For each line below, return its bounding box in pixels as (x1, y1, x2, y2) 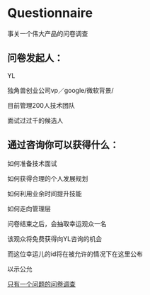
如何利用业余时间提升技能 (7, 189, 82, 198)
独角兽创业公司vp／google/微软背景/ (7, 86, 115, 94)
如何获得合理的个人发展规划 (7, 174, 88, 182)
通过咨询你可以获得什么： (7, 139, 119, 151)
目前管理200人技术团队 (7, 101, 76, 109)
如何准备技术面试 (7, 159, 57, 167)
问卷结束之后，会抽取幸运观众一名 (7, 219, 107, 228)
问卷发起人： (7, 52, 64, 65)
